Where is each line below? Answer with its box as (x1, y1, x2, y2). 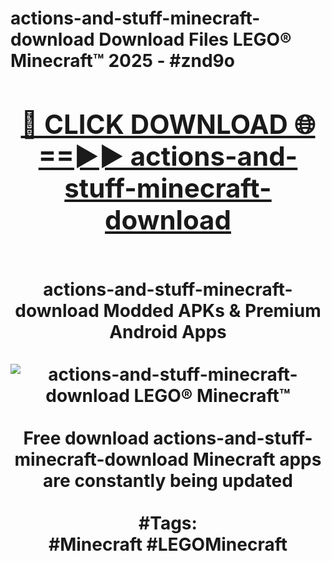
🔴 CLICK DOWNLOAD (20, 107, 288, 141)
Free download (23, 427, 150, 449)
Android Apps (109, 320, 227, 343)
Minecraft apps (192, 448, 322, 471)
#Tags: (138, 512, 198, 534)
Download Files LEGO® (98, 28, 292, 51)
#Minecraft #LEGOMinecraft (48, 533, 288, 556)
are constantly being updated (43, 469, 293, 492)
